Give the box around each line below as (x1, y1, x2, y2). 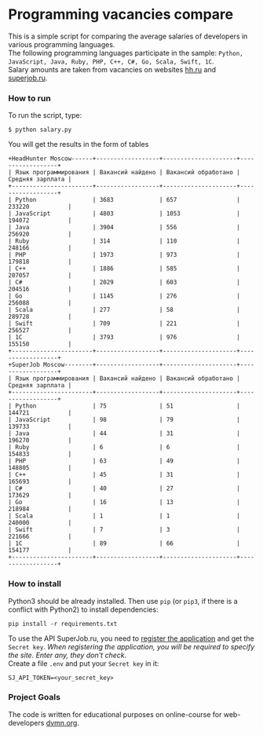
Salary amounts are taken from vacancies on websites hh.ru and (8, 64, 217, 74)
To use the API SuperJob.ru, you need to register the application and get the (8, 634, 255, 643)
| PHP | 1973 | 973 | (8, 251, 241, 259)
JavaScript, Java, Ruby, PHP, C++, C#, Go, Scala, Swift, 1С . (8, 57, 214, 66)
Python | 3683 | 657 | (15, 196, 241, 204)
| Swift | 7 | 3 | (8, 526, 241, 534)
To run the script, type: (8, 111, 82, 120)
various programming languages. (8, 39, 115, 49)
